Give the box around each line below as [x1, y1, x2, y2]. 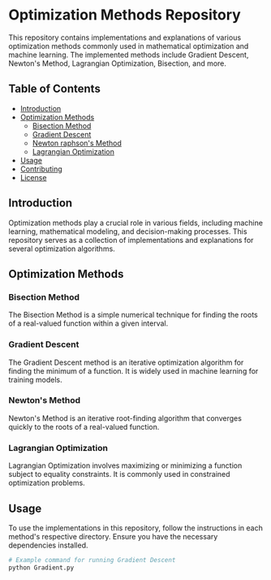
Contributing [19, 164, 62, 174]
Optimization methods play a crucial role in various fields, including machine [8, 218, 264, 227]
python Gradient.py [8, 563, 75, 572]
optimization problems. [8, 478, 85, 488]
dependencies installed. [8, 540, 88, 550]
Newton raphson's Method [32, 138, 122, 148]
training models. [8, 374, 62, 384]
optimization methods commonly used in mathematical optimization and [8, 41, 249, 50]
